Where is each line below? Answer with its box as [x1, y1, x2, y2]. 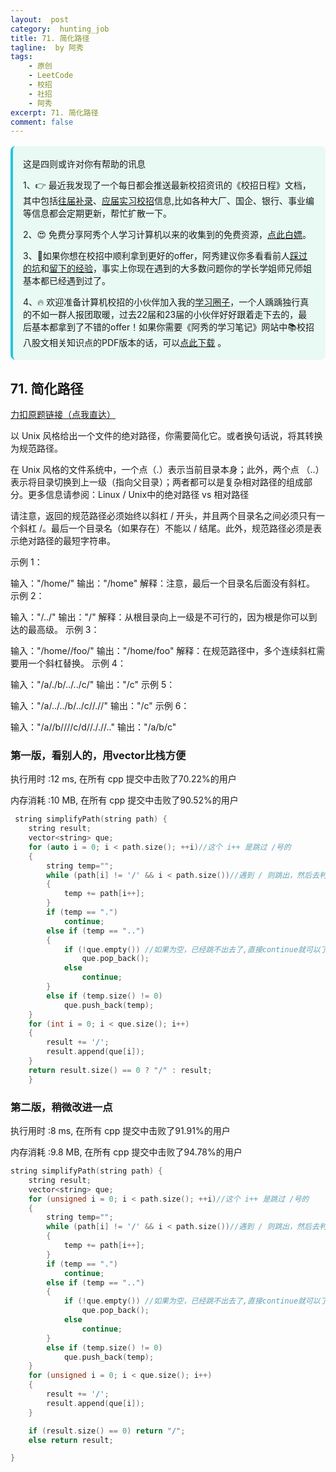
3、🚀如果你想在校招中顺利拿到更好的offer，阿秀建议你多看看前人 [23, 250, 291, 262]
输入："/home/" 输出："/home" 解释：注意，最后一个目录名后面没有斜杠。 [10, 577, 316, 590]
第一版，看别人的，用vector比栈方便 [10, 748, 187, 762]
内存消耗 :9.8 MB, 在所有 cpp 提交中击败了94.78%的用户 [10, 1146, 243, 1158]
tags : [10, 52, 33, 62]
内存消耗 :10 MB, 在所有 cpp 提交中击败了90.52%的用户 [10, 794, 239, 806]
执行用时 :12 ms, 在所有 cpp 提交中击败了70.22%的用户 [10, 773, 237, 785]
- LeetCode [28, 71, 74, 81]
